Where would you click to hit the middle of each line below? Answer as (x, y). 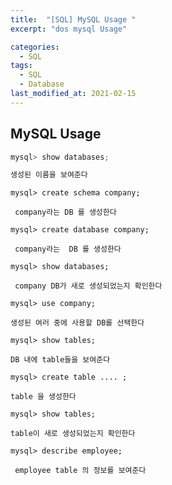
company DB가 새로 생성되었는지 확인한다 (88, 286)
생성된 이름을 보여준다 (49, 175)
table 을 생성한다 (43, 397)
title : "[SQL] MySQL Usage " (73, 19)
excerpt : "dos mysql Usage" (69, 29)
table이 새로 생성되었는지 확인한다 (73, 434)
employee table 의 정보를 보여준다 (80, 471)
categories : (35, 47)
